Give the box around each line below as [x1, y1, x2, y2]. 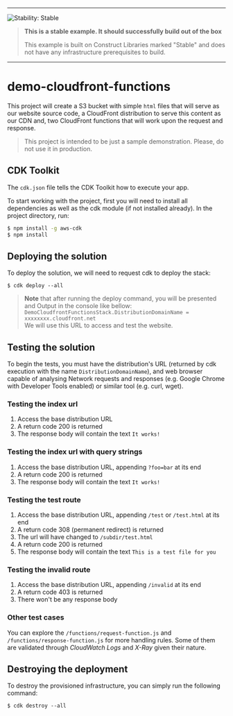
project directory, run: [7, 211, 69, 219]
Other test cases [7, 613, 64, 622]
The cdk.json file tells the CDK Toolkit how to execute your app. [7, 183, 189, 191]
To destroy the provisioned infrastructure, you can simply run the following [7, 681, 221, 690]
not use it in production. [24, 144, 92, 153]
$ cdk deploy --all [7, 282, 64, 289]
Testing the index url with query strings [7, 447, 143, 457]
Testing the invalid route [7, 565, 91, 574]
